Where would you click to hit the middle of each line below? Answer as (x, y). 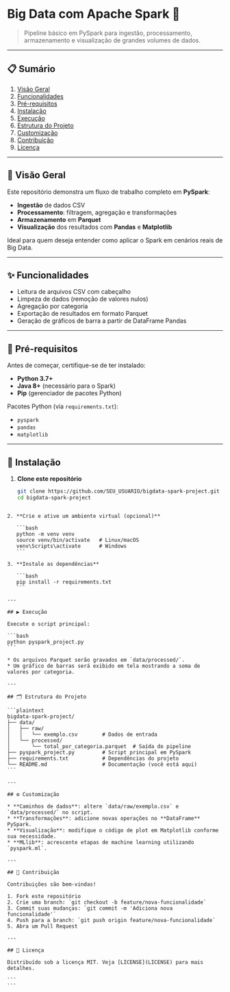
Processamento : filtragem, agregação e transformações (97, 212)
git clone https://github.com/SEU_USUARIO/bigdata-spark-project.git (118, 491)
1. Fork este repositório (44, 896)
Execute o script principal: (49, 624)
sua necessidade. (32, 836)
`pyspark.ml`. (27, 848)
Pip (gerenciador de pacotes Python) (69, 393)
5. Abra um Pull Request (42, 926)
